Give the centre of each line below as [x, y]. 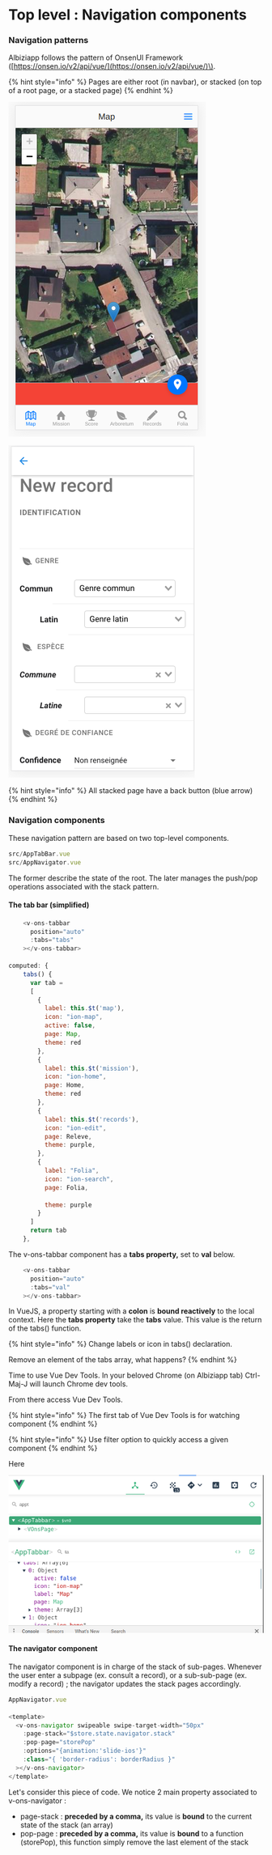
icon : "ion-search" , [79, 1179]
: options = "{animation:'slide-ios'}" [85, 1751]
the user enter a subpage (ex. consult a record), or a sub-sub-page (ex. [127, 1675]
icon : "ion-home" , [75, 1077]
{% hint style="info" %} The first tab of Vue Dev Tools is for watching [124, 1416]
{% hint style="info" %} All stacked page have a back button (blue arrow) [131, 791]
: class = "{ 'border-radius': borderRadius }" [99, 1759]
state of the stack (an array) [66, 1825]
